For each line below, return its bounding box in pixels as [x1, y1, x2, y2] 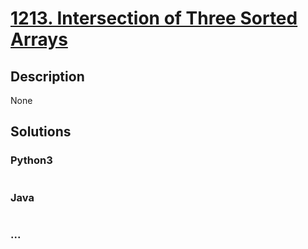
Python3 [10, 153, 53, 167]
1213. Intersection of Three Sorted [10, 7, 298, 30]
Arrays [10, 28, 68, 51]
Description [10, 68, 85, 85]
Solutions [10, 123, 72, 141]
